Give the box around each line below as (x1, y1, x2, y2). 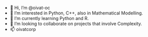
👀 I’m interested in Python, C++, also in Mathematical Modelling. (10, 10, 143, 16)
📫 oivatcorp (10, 26, 36, 32)
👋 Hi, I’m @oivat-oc (10, 5, 50, 10)
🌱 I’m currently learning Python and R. (10, 15, 89, 21)
